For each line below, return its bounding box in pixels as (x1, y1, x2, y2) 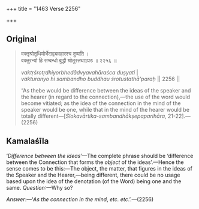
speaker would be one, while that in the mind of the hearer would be (20, 106, 190, 113)
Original (6, 34, 37, 44)
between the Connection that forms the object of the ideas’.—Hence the (6, 159, 184, 166)
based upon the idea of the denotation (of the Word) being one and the (6, 177, 182, 185)
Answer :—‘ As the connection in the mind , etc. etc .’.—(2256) (6, 195, 154, 203)
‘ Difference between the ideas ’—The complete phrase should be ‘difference (6, 152, 194, 159)
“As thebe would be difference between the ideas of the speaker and (20, 86, 191, 94)
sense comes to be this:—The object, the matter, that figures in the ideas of (6, 165, 193, 172)
